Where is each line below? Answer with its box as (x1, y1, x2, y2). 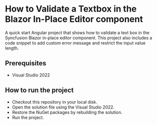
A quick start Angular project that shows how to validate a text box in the (5, 30, 150, 35)
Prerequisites (5, 59, 46, 67)
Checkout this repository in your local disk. (12, 99, 98, 105)
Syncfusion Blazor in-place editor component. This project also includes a (5, 35, 152, 41)
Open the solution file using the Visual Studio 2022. (12, 104, 114, 110)
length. (5, 45, 19, 51)
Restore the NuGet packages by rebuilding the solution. (12, 109, 123, 115)
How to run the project (5, 86, 74, 94)
